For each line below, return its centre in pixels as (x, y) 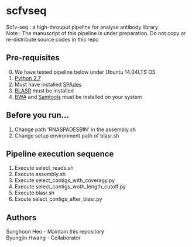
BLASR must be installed (44, 90)
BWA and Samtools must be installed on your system (78, 97)
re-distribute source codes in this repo (52, 39)
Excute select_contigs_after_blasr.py (58, 199)
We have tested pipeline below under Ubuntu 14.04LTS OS (85, 72)
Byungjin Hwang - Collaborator (43, 238)
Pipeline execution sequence (60, 154)
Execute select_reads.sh (44, 168)
